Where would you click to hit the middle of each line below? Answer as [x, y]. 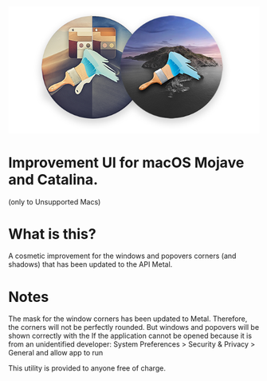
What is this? [53, 234]
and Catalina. [53, 179]
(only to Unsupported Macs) [55, 201]
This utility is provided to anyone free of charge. [87, 368]
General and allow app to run [56, 353]
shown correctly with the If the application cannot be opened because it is [130, 336]
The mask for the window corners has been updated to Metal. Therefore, [128, 319]
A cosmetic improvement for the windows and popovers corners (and [122, 256]
